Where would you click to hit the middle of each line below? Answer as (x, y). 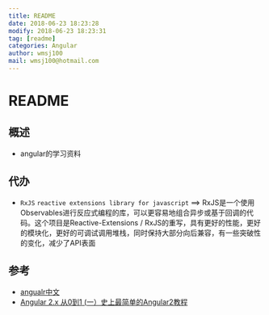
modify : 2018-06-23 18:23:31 (57, 31)
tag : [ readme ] (32, 38)
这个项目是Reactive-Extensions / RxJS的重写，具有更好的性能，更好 (147, 222)
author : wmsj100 (36, 53)
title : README (32, 16)
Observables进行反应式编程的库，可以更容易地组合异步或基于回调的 (133, 212)
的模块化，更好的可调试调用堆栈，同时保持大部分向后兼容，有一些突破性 (140, 233)
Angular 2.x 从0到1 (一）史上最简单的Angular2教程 (104, 302)
